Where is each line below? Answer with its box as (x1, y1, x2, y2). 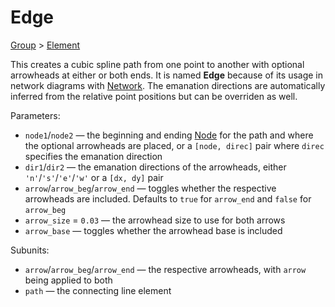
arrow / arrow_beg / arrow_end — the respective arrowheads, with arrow (24, 263, 307, 275)
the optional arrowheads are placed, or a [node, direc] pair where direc (24, 139, 325, 151)
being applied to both (24, 274, 113, 286)
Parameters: (10, 109, 61, 121)
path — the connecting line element (24, 284, 172, 296)
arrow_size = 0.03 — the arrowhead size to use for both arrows (24, 214, 286, 226)
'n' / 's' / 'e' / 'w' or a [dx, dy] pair (24, 171, 164, 183)
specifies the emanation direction (24, 150, 163, 162)
